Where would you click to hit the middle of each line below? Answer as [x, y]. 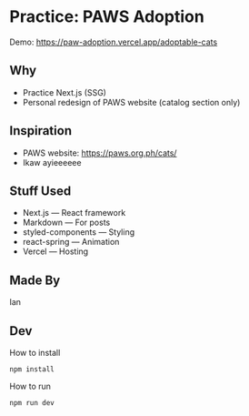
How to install [35, 353]
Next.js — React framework [74, 213]
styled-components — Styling [78, 232]
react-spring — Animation [71, 242]
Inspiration [41, 131]
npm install [32, 370]
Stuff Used [40, 191]
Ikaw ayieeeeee [52, 162]
